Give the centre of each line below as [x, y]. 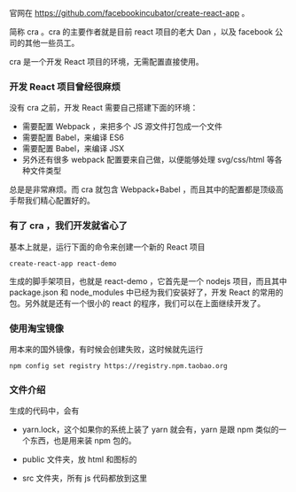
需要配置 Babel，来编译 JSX [73, 149]
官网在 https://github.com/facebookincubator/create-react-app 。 [129, 13]
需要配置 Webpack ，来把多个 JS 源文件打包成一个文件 [122, 127]
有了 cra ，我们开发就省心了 [69, 226]
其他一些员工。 [52, 43]
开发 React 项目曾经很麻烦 [65, 87]
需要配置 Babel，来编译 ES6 [73, 138]
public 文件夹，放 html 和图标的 [79, 459]
